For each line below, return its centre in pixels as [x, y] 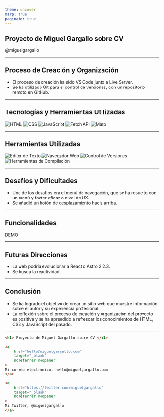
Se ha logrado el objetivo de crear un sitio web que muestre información [85, 303]
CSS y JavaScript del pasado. [42, 324]
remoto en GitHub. [31, 92]
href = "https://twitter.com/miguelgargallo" [59, 387]
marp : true [16, 14]
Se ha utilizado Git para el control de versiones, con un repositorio [79, 87]
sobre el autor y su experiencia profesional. [56, 308]
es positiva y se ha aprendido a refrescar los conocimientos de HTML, [83, 319]
